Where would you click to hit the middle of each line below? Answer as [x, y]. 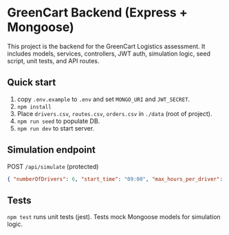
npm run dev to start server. [56, 128]
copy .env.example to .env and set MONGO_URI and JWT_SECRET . [103, 99]
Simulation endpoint [52, 150]
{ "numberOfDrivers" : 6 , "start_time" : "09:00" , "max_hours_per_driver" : [115, 179]
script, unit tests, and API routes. [53, 60]
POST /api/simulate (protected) [53, 166]
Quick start [32, 83]
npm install [34, 107]
